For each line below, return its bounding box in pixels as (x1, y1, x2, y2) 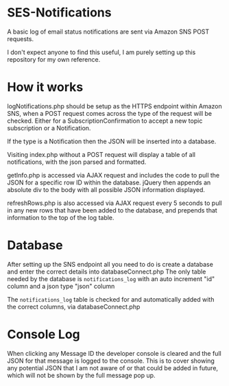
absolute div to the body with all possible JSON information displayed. (7, 185, 206, 193)
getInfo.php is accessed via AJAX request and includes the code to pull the (7, 171, 220, 179)
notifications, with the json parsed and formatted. (7, 158, 147, 166)
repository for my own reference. (7, 55, 101, 63)
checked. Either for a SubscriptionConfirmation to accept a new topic (7, 117, 203, 125)
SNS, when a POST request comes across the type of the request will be (7, 109, 213, 117)
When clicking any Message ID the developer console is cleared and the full (7, 349, 221, 357)
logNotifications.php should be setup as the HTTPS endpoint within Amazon (7, 101, 223, 110)
